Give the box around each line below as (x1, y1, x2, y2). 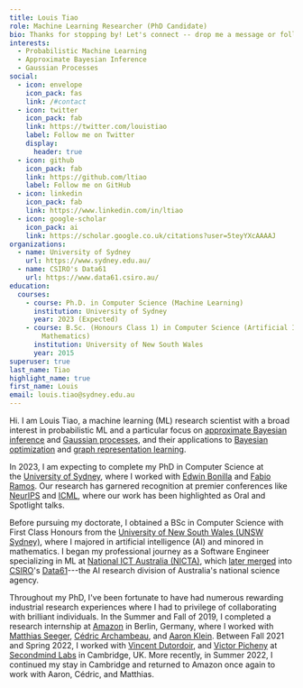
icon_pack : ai (25, 223, 78, 232)
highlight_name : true (9, 373, 91, 383)
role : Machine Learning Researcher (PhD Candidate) (9, 22, 207, 31)
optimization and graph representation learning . (9, 444, 187, 454)
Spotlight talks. (9, 500, 65, 510)
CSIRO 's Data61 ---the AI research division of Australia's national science (9, 565, 280, 575)
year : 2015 (32, 348, 75, 357)
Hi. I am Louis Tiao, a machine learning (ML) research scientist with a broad (9, 416, 290, 426)
